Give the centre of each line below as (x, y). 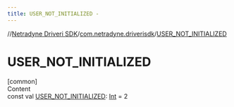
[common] (22, 81)
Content (19, 89)
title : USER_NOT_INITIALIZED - (53, 14)
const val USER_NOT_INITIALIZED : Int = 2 (68, 96)
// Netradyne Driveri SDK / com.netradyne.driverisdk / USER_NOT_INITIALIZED (117, 34)
